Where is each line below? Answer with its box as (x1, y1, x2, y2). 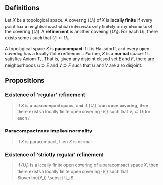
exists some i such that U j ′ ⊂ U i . (5, 35, 69, 42)
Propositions (5, 77, 45, 85)
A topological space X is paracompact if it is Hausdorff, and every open (5, 46, 150, 52)
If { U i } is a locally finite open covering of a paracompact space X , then (17, 162, 159, 169)
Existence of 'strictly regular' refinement (5, 151, 104, 158)
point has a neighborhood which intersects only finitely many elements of (5, 23, 153, 29)
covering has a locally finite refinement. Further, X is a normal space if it (5, 51, 150, 57)
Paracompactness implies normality (5, 128, 93, 134)
